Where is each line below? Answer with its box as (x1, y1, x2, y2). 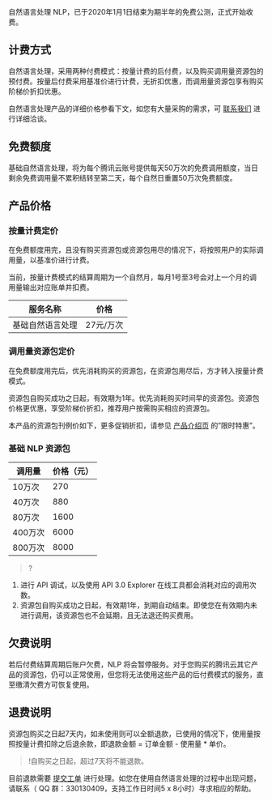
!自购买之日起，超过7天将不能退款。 (28, 756, 148, 765)
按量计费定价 (8, 225, 59, 236)
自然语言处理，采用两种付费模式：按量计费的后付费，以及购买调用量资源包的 (8, 66, 264, 75)
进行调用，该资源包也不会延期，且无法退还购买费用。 (19, 610, 198, 620)
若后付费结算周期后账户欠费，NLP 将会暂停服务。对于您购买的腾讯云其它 (8, 659, 252, 669)
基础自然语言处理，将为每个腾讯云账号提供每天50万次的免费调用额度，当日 (8, 163, 259, 173)
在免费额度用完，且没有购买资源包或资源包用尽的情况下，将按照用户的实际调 (8, 245, 264, 255)
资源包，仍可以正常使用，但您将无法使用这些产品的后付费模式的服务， (22, 669, 257, 679)
